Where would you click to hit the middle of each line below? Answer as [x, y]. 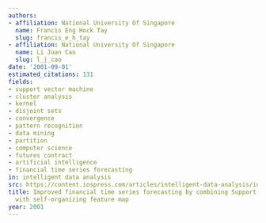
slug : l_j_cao [38, 60]
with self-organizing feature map [72, 199]
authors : [23, 15]
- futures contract [40, 155]
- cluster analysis [40, 96]
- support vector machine [51, 89]
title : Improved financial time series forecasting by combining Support [133, 192]
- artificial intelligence [53, 163]
